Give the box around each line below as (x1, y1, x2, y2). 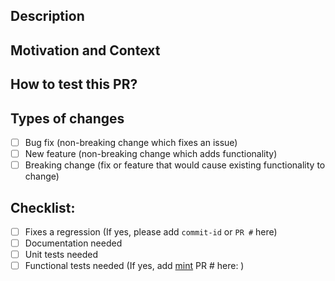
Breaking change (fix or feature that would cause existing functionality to (24, 159, 326, 171)
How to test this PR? (10, 76, 138, 93)
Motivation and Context (10, 42, 161, 59)
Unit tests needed (24, 249, 99, 261)
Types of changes (10, 110, 125, 127)
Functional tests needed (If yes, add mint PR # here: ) (24, 260, 245, 272)
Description (10, 8, 85, 25)
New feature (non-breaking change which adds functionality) (24, 148, 278, 160)
